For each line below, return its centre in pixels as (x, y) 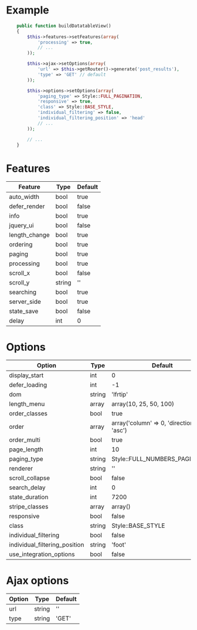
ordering (21, 245)
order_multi (25, 440)
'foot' (119, 545)
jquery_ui (21, 225)
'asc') (119, 431)
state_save (24, 311)
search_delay (27, 487)
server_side (25, 302)
